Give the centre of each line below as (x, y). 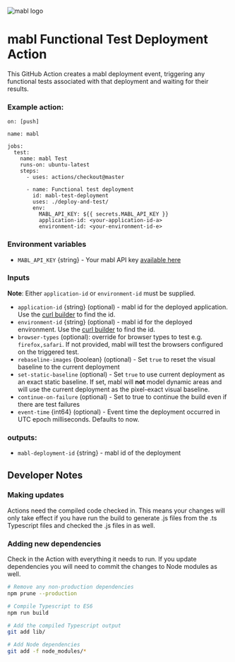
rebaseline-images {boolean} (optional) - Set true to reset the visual (116, 359)
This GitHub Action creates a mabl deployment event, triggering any (106, 73)
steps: (30, 171)
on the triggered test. (48, 352)
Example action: (36, 107)
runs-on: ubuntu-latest (55, 165)
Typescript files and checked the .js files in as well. (81, 525)
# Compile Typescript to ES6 (50, 606)
